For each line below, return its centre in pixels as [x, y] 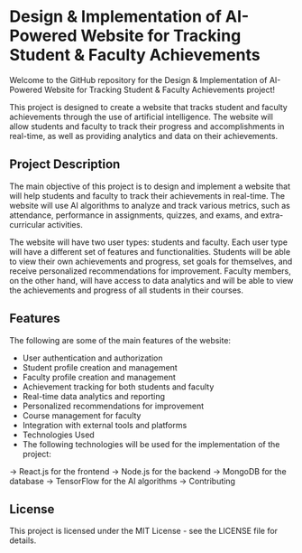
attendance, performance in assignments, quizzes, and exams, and [134, 215]
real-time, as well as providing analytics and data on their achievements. [143, 136]
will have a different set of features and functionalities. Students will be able [150, 251]
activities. [65, 224]
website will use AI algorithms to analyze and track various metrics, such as [150, 205]
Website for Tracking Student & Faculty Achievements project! [160, 89]
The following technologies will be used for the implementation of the [151, 444]
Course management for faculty [82, 415]
